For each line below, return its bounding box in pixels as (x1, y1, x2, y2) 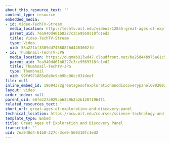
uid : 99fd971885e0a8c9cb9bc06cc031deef (10, 74, 94, 79)
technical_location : (5, 111, 49, 117)
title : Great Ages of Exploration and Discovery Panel (5, 120, 123, 126)
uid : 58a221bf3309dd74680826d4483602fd (10, 45, 94, 50)
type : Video (10, 41, 35, 46)
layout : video (5, 87, 35, 93)
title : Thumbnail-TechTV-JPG (10, 64, 71, 69)
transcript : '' (5, 125, 37, 130)
